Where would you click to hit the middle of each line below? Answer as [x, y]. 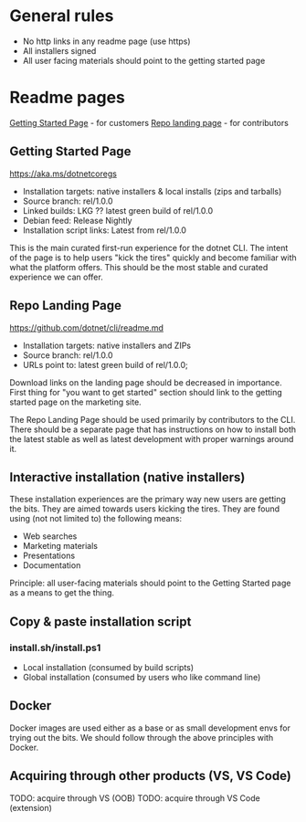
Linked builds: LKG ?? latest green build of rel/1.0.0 [118, 210]
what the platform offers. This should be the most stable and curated [139, 267]
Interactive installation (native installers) [127, 477]
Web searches [50, 536]
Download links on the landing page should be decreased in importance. [146, 382]
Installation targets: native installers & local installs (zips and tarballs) [152, 191]
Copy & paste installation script [100, 622]
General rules [62, 16]
